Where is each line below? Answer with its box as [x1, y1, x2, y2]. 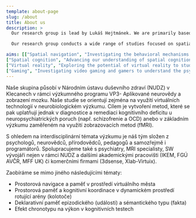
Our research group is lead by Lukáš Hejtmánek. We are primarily [11, 30, 176, 36]
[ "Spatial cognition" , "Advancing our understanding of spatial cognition [6, 57, 192, 63]
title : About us [6, 19, 45, 25]
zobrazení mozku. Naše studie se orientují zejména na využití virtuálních [6, 96, 180, 103]
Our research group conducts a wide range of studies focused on [11, 41, 174, 47]
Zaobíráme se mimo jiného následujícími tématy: [6, 169, 123, 176]
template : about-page [6, 8, 59, 15]
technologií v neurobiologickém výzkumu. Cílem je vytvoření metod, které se [6, 103, 190, 110]
